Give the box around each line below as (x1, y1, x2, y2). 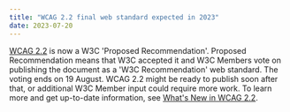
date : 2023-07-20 (9, 21, 73, 30)
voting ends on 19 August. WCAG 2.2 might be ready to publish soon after (9, 73, 279, 84)
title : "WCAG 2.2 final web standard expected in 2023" (9, 12, 219, 22)
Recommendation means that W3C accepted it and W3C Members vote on (9, 55, 281, 65)
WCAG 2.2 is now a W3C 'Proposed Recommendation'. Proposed (9, 45, 247, 56)
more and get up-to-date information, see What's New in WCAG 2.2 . (9, 92, 258, 102)
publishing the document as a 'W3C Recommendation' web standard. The (9, 63, 279, 75)
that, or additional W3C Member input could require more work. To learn (9, 83, 272, 93)
